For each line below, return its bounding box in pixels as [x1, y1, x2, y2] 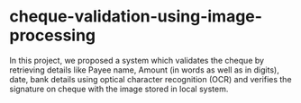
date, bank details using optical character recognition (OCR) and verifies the [9, 73, 292, 84]
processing [9, 25, 96, 46]
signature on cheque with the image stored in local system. [9, 83, 229, 94]
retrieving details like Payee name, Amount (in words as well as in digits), [9, 64, 279, 75]
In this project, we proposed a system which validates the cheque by [9, 55, 264, 65]
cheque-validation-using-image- [9, 6, 263, 27]
